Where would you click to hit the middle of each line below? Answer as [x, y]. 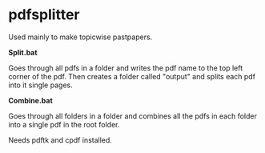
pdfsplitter [44, 15]
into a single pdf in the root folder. [64, 124]
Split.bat [23, 52]
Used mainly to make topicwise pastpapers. [80, 37]
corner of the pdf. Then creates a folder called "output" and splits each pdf [132, 76]
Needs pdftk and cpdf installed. [60, 140]
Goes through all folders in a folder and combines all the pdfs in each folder [133, 116]
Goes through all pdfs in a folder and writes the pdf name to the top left [125, 68]
